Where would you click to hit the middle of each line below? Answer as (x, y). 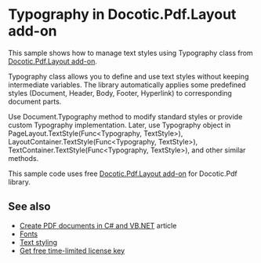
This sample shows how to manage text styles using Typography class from (130, 53)
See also (29, 207)
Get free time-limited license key (72, 250)
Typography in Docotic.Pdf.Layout (122, 15)
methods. (24, 158)
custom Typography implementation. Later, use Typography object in (120, 125)
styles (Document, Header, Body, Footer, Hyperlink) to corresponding (120, 93)
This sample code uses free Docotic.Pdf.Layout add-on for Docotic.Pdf (123, 174)
